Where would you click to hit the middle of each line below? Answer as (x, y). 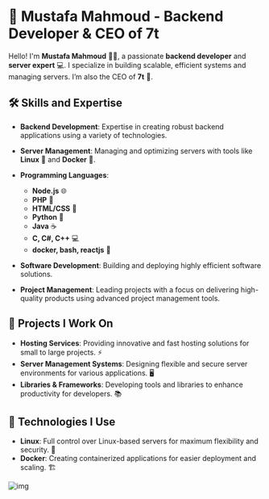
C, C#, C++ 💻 (56, 238)
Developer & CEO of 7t (84, 34)
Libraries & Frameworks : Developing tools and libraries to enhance (131, 384)
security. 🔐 (38, 450)
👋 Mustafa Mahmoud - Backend (116, 17)
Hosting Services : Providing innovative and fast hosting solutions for (134, 343)
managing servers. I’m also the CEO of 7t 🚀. (81, 77)
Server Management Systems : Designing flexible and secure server (134, 363)
